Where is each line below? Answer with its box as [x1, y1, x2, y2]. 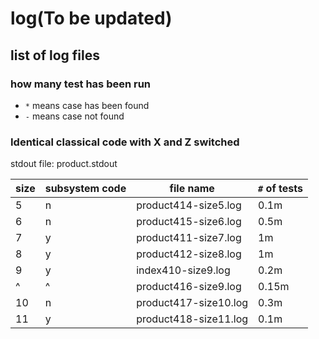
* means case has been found [24, 99, 150, 111]
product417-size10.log [136, 296, 249, 310]
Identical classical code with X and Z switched [10, 135, 240, 149]
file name [169, 182, 215, 196]
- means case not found [24, 110, 125, 122]
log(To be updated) [10, 7, 173, 30]
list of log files [10, 47, 101, 64]
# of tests [258, 182, 303, 196]
